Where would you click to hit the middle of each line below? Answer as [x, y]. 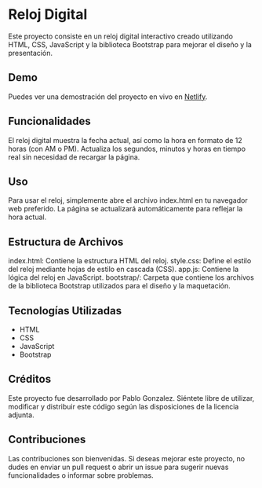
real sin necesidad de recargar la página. [74, 157]
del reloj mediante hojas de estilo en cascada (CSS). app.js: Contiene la [124, 270]
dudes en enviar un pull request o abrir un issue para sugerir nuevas [118, 467]
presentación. [31, 53]
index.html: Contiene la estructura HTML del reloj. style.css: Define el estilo [130, 261]
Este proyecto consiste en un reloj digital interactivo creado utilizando [121, 36]
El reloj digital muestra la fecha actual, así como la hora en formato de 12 [126, 140]
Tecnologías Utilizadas [65, 311]
